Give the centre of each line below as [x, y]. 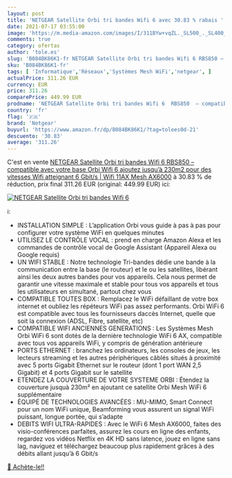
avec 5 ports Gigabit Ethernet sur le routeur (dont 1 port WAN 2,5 [109, 365]
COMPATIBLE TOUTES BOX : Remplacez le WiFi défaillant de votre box [118, 299]
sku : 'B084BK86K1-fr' [38, 65]
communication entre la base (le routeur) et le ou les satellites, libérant [117, 269]
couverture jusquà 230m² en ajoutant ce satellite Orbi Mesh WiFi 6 [112, 387]
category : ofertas [33, 46]
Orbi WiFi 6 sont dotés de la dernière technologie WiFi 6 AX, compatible [119, 336]
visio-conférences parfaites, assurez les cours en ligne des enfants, [114, 432]
